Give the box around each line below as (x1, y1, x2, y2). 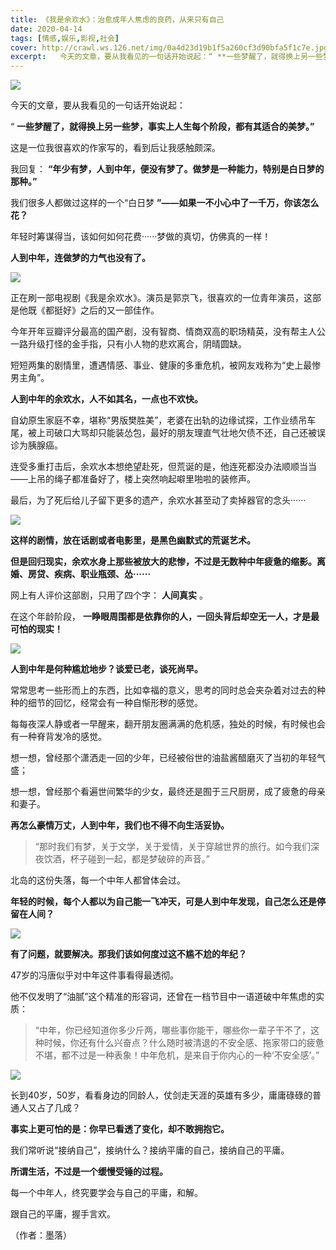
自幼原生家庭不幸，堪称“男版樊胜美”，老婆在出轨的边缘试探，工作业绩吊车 (10, 414, 317, 426)
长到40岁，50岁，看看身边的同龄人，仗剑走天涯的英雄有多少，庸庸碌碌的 (10, 1089, 313, 1101)
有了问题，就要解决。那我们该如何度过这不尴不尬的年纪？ (10, 948, 247, 960)
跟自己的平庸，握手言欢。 (10, 1208, 116, 1220)
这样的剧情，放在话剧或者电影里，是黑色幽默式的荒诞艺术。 (10, 534, 256, 546)
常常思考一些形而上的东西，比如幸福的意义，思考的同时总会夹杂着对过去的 (10, 684, 317, 696)
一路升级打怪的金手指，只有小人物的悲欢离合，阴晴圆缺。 (10, 338, 247, 350)
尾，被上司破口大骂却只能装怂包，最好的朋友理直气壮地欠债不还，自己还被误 (10, 427, 326, 439)
